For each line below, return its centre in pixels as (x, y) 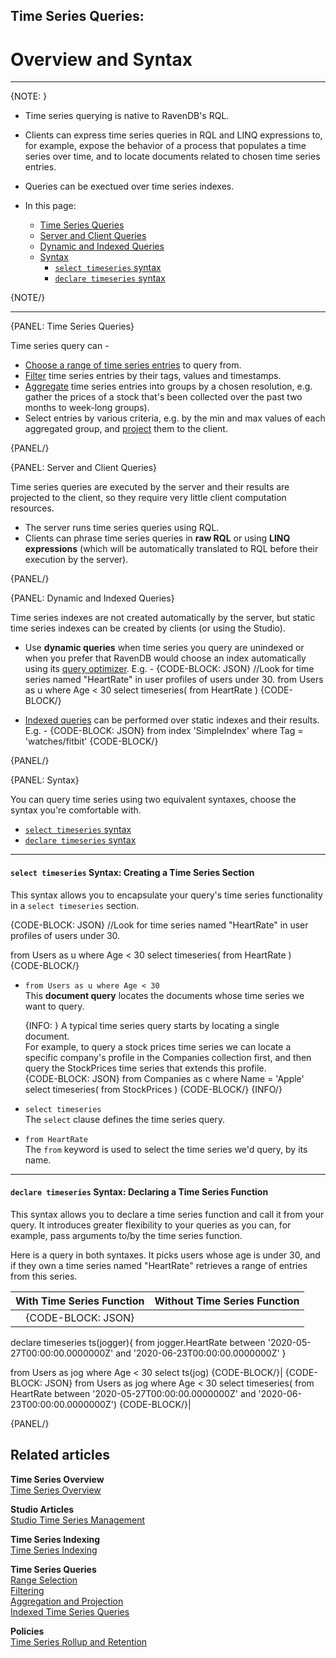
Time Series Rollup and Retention (79, 1641)
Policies (27, 1631)
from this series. (44, 1276)
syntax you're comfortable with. (76, 810)
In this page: (50, 206)
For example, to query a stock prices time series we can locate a (158, 1046)
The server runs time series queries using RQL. (122, 528)
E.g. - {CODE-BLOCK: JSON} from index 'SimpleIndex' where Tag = (164, 731)
